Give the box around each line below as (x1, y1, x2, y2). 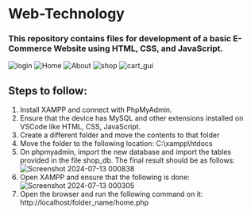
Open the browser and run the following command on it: (19, 190, 203, 199)
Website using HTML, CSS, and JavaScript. (53, 43, 224, 54)
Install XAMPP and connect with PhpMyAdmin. (19, 105, 172, 115)
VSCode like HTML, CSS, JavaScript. (19, 122, 141, 132)
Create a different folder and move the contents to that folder (19, 130, 220, 140)
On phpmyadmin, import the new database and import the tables (19, 148, 232, 157)
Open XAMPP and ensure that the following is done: (19, 172, 191, 182)
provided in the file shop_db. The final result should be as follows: (19, 155, 236, 165)
